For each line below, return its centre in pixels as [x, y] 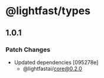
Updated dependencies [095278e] [56, 62]
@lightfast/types [48, 11]
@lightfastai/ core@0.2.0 [52, 69]
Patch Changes [28, 50]
